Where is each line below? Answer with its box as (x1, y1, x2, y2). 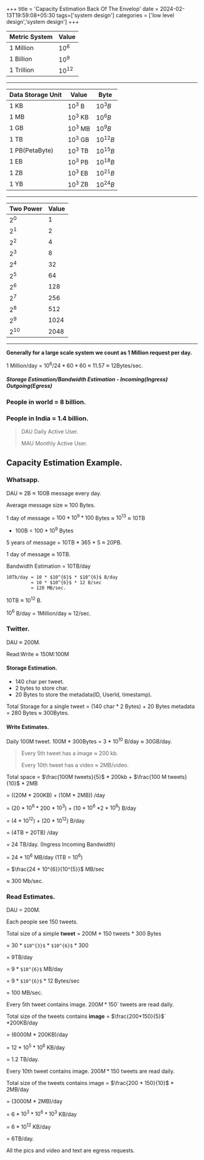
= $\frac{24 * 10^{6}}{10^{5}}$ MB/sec (6, 865, 105, 873)
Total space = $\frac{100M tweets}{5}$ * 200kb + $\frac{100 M (6, 773, 167, 780)
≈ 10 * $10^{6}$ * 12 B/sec (30, 579, 102, 586)
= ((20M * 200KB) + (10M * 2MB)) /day (6, 791, 106, 798)
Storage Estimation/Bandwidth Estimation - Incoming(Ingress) (6, 376, 168, 383)
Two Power (9, 204, 42, 213)
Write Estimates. (6, 723, 50, 731)
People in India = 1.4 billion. (6, 414, 89, 423)
